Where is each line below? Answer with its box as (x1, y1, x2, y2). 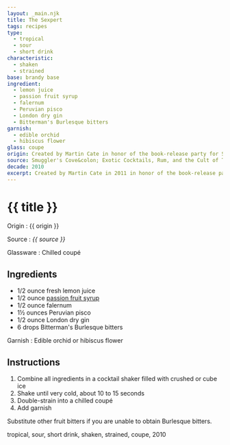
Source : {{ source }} (7, 235, 66, 244)
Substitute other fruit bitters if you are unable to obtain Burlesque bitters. (7, 417, 212, 426)
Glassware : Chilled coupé (7, 249, 81, 257)
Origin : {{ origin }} (7, 222, 60, 230)
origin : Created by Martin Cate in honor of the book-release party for (7, 150, 219, 158)
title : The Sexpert (7, 16, 63, 23)
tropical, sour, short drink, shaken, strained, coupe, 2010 (7, 431, 166, 439)
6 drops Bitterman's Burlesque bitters (16, 323, 123, 332)
